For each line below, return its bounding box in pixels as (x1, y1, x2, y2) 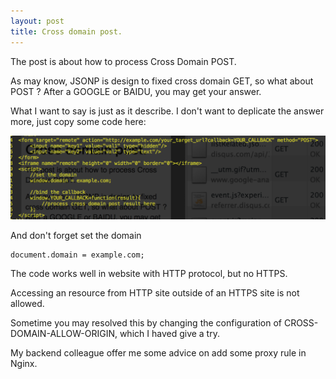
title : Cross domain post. (10, 26, 123, 37)
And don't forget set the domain (10, 230, 142, 242)
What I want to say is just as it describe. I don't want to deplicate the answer (10, 105, 325, 117)
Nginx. (10, 358, 38, 370)
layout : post (10, 16, 65, 26)
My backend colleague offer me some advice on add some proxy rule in (10, 347, 307, 359)
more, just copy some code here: (10, 115, 147, 127)
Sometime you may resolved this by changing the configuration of (10, 317, 282, 329)
